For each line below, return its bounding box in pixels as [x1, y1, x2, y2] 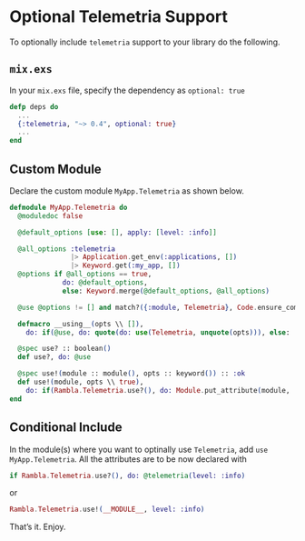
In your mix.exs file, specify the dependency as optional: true [9, 85, 245, 95]
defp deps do [9, 102, 59, 111]
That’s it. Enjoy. [9, 521, 66, 533]
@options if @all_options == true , [17, 270, 152, 279]
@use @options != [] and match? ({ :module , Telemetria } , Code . [17, 303, 258, 312]
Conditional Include [9, 420, 123, 436]
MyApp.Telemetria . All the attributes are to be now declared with [9, 453, 248, 465]
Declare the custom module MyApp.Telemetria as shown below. [9, 185, 245, 196]
